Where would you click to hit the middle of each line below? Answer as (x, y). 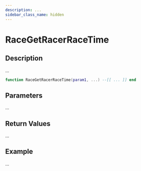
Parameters (24, 95)
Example (19, 152)
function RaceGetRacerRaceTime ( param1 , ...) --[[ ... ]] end (71, 80)
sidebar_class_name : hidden (35, 15)
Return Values (28, 124)
